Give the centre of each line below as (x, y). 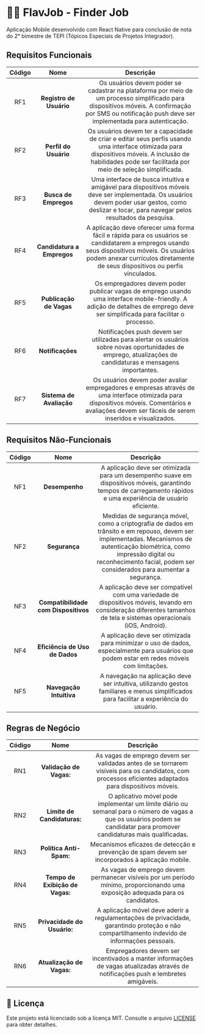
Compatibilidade (63, 602)
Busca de (58, 194)
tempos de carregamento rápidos (146, 491)
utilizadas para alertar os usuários (140, 339)
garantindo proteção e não (143, 926)
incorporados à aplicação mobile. (143, 860)
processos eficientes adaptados (143, 779)
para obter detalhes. (32, 1025)
